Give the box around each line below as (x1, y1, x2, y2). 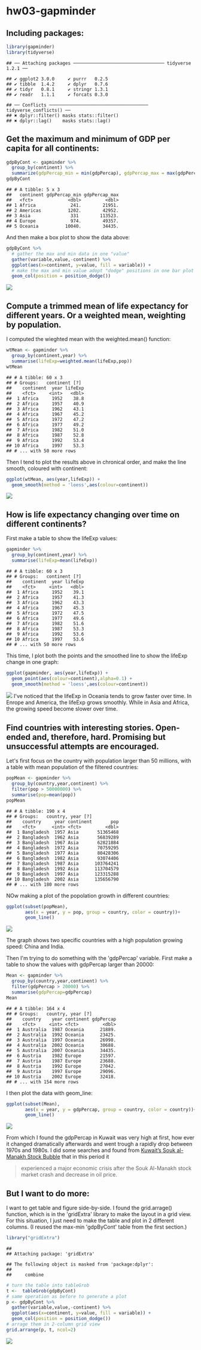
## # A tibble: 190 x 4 (6, 808, 66, 814)
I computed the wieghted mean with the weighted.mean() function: (6, 336, 171, 343)
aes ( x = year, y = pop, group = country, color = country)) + (25, 909, 181, 915)
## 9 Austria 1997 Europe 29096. (6, 1068, 117, 1074)
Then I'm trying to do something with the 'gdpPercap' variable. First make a (6, 955, 193, 962)
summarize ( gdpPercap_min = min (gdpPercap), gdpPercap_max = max (11, 170, 175, 176)
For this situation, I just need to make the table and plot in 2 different (6, 1217, 175, 1224)
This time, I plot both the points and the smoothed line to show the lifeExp (6, 652, 188, 659)
